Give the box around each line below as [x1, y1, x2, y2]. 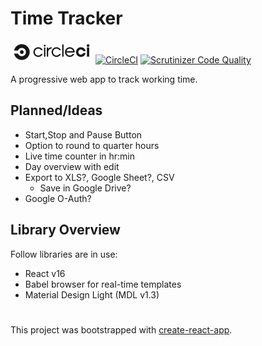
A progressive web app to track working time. [10, 73, 198, 85]
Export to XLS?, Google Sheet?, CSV [24, 171, 175, 183]
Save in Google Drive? [39, 182, 132, 194]
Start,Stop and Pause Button [24, 128, 143, 141]
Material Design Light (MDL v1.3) [24, 288, 160, 301]
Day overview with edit [24, 160, 120, 172]
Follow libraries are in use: [10, 248, 118, 260]
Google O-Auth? [24, 192, 92, 204]
